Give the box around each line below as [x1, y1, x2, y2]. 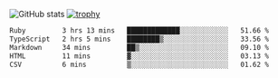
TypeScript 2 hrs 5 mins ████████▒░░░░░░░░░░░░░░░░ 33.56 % [9, 34, 270, 44]
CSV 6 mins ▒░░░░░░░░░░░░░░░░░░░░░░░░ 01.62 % [9, 60, 270, 69]
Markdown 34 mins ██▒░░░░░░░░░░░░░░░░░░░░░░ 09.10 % [9, 43, 270, 52]
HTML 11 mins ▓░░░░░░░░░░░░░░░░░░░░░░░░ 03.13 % [9, 51, 270, 61]
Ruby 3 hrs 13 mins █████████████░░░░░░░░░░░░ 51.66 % [9, 26, 270, 35]
